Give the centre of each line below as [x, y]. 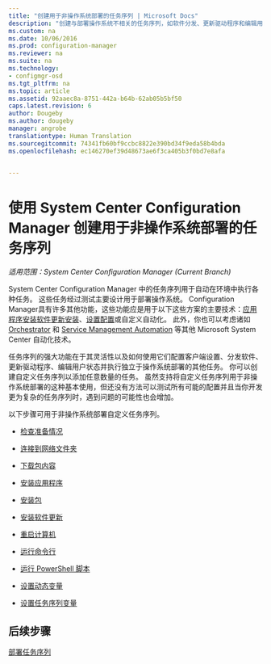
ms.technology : [34, 69]
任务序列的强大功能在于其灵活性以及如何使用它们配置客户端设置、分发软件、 [135, 357]
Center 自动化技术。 [42, 339]
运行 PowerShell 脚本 [55, 569]
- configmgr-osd [35, 76]
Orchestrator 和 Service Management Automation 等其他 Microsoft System [132, 330]
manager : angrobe [38, 128]
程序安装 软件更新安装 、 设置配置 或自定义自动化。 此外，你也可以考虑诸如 [129, 319]
